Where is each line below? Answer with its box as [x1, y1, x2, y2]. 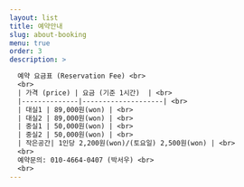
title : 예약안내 [9, 22, 63, 31]
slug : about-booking [9, 30, 88, 39]
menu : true [9, 38, 51, 48]
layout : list [9, 13, 59, 23]
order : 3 [9, 47, 42, 56]
